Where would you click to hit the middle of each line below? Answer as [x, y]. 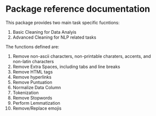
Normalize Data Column [37, 87]
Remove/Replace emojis [37, 108]
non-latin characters [33, 61]
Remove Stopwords [32, 98]
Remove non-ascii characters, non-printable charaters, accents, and [82, 56]
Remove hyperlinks [32, 77]
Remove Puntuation [32, 82]
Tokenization [26, 93]
